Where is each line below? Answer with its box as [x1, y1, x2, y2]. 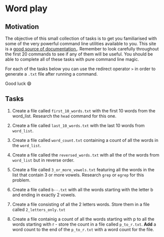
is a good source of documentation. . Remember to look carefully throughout [5, 46, 159, 52]
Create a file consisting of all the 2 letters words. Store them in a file [12, 201, 150, 207]
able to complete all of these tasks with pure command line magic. [5, 56, 139, 62]
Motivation [5, 23, 39, 31]
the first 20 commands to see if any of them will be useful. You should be [5, 51, 153, 57]
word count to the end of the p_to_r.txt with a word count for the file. [12, 226, 154, 232]
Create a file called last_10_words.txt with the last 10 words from [12, 122, 145, 128]
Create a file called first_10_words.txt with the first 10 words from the [12, 107, 156, 113]
